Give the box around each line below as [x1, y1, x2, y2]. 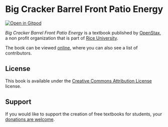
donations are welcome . [5, 116, 55, 122]
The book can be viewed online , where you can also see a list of [5, 44, 138, 50]
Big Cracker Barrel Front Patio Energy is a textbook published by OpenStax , [5, 29, 161, 35]
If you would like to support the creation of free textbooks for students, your [5, 111, 162, 117]
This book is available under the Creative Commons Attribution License [5, 77, 152, 83]
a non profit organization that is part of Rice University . [5, 35, 119, 41]
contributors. [5, 50, 32, 56]
